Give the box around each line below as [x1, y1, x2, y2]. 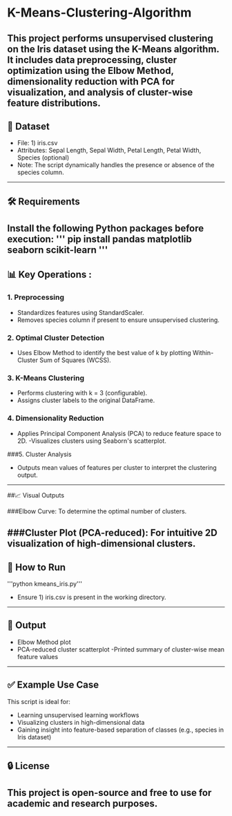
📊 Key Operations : [7, 268, 92, 281]
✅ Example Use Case [7, 679, 99, 691]
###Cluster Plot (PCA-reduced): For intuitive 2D [7, 527, 217, 539]
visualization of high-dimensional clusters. [7, 538, 196, 550]
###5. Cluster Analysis [7, 450, 72, 458]
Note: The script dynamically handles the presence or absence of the [17, 161, 215, 169]
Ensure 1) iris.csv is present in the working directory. [17, 593, 166, 601]
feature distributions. [7, 97, 101, 108]
